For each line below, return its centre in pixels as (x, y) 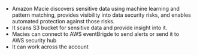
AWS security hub (34, 40)
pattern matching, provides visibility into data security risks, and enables (101, 15)
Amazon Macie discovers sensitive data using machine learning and (96, 9)
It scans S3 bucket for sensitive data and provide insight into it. (90, 27)
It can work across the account (50, 47)
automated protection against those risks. (63, 21)
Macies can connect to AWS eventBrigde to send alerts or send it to (96, 34)
